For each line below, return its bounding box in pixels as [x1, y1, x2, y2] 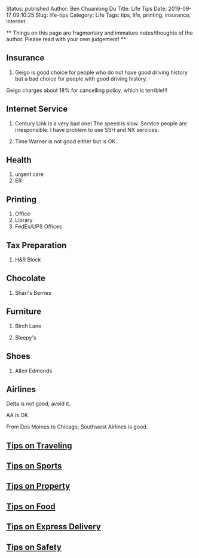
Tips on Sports [6, 461, 62, 471]
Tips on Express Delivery [6, 522, 102, 532]
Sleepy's [14, 334, 37, 341]
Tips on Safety [6, 542, 62, 552]
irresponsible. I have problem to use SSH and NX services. [14, 126, 160, 133]
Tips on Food [6, 501, 56, 511]
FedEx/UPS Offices [14, 223, 63, 230]
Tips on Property [6, 481, 71, 491]
